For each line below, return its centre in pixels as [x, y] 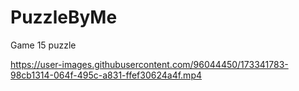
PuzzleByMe [64, 17]
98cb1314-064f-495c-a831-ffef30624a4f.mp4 [106, 75]
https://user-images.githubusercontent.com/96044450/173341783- [149, 64]
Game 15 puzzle [43, 45]
